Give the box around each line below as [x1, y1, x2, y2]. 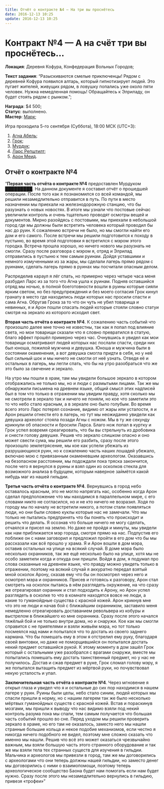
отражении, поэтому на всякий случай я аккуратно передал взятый [5, 566, 147, 572]
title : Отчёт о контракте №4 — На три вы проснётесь [5, 7, 115, 12]
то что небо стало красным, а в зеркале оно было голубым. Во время [5, 401, 151, 407]
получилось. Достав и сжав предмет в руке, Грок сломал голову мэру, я [5, 660, 158, 666]
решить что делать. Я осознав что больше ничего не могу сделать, [5, 520, 145, 526]
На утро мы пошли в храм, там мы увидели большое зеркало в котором [5, 375, 157, 381]
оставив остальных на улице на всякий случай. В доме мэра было [5, 546, 144, 552]
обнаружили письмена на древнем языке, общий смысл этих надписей [5, 385, 155, 391]
